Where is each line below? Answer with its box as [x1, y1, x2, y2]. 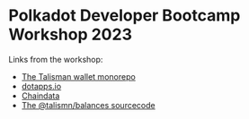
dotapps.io [21, 81, 62, 91]
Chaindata [21, 90, 60, 101]
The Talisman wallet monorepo [21, 71, 136, 81]
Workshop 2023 [8, 24, 132, 45]
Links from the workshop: [8, 54, 103, 64]
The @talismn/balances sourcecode [21, 99, 156, 110]
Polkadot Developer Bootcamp [8, 5, 241, 26]
